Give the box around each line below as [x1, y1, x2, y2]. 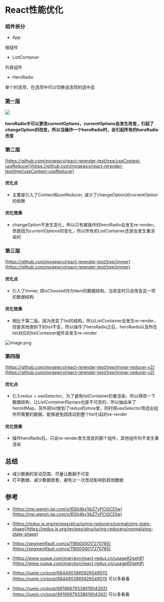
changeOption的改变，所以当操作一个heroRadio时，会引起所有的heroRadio [5, 127, 159, 133]
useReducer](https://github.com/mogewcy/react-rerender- [5, 163, 123, 169]
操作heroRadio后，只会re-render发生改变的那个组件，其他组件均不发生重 [12, 435, 159, 441]
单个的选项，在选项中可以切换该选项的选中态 [5, 84, 95, 90]
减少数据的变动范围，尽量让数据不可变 [12, 471, 89, 477]
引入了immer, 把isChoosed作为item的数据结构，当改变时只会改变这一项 [12, 288, 156, 293]
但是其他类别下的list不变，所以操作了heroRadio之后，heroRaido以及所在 [12, 324, 158, 330]
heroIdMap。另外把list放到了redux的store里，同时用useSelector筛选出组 [12, 405, 159, 411]
